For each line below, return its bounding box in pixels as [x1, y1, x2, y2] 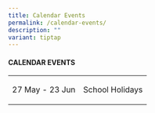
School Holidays [83, 84, 143, 95]
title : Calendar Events [8, 11, 86, 20]
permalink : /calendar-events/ [8, 19, 107, 27]
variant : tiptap [8, 33, 61, 42]
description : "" [8, 26, 61, 34]
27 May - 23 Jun [12, 84, 76, 95]
